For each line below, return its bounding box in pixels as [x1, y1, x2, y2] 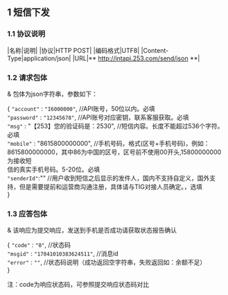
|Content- [141, 46, 169, 54]
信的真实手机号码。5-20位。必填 [7, 165, 100, 174]
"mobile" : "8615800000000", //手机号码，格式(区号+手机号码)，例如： [7, 139, 210, 147]
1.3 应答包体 [7, 209, 48, 219]
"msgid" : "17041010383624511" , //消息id [7, 249, 119, 258]
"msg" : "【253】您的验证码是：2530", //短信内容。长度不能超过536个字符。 [7, 121, 224, 130]
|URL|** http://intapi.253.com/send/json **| [72, 54, 200, 62]
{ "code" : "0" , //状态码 [7, 241, 71, 249]
